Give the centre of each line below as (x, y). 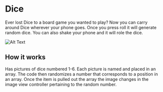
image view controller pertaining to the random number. (61, 84)
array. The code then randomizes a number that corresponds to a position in (81, 74)
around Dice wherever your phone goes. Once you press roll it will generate (81, 27)
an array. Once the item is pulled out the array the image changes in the (77, 79)
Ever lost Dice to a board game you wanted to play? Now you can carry (76, 22)
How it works (25, 57)
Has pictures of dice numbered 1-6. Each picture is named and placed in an (81, 69)
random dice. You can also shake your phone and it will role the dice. (74, 32)
